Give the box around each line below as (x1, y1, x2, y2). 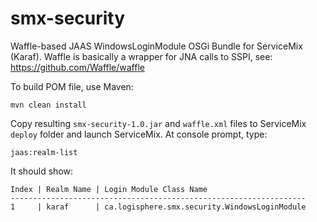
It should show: (10, 165, 74, 177)
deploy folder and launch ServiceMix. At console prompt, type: (10, 128, 268, 140)
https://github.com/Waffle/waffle (10, 61, 145, 73)
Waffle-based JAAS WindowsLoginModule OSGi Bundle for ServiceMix (10, 40, 303, 52)
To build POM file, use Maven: (10, 80, 134, 92)
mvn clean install (10, 100, 87, 110)
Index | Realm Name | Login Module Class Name (10, 184, 208, 194)
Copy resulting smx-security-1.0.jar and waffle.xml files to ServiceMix (10, 117, 307, 129)
